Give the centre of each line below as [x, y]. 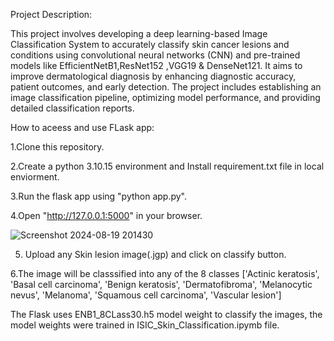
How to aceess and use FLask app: [82, 127]
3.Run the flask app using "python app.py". [99, 196]
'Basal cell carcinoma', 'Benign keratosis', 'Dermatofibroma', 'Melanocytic [161, 284]
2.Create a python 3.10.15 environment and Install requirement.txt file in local [167, 166]
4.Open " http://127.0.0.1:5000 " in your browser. [106, 215]
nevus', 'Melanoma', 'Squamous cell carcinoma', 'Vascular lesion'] [146, 295]
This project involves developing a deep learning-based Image [139, 33]
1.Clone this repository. [57, 147]
